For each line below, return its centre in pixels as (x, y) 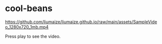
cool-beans (29, 8)
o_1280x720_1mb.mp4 (27, 27)
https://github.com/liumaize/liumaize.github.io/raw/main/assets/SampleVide (81, 22)
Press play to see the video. (33, 36)
